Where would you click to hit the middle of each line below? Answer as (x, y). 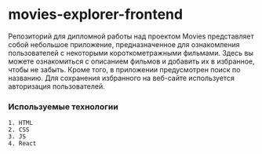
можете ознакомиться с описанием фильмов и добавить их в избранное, (131, 61)
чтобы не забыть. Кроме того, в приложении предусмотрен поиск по (124, 69)
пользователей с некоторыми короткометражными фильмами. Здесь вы (131, 53)
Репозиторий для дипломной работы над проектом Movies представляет (131, 36)
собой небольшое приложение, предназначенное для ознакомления (124, 44)
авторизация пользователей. (56, 86)
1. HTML (21, 123)
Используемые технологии (64, 106)
